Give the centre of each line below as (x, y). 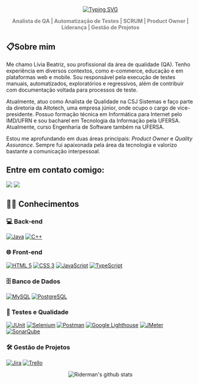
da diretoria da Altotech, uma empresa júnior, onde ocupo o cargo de (91, 108)
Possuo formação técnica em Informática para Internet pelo (109, 114)
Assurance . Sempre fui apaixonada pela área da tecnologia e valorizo (92, 145)
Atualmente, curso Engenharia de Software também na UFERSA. (85, 127)
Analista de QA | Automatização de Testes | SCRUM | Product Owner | (100, 21)
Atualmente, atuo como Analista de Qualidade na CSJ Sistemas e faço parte (99, 101)
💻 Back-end (25, 221)
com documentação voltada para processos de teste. (72, 90)
